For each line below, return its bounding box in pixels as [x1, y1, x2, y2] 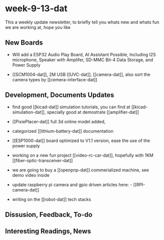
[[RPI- [133, 182, 145, 188]
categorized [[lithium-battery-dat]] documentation [12, 128, 114, 134]
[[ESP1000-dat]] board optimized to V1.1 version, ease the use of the [12, 138, 150, 144]
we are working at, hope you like [5, 24, 71, 30]
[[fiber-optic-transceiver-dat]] [12, 157, 73, 163]
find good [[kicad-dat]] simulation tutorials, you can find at [12, 104, 131, 110]
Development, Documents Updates [5, 91, 114, 99]
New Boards [5, 39, 43, 47]
